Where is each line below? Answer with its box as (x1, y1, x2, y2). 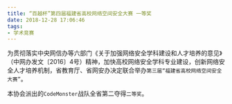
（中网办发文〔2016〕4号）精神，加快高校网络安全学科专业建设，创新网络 (7, 58, 220, 66)
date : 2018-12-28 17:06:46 (7, 17, 85, 23)
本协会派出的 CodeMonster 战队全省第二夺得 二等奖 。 (7, 90, 148, 98)
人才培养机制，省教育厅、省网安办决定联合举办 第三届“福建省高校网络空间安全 (12, 66, 222, 74)
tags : (7, 23, 23, 30)
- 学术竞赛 (7, 29, 35, 37)
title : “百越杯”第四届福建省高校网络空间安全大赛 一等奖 (7, 10, 152, 17)
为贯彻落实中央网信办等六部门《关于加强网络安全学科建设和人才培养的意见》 (7, 49, 223, 57)
